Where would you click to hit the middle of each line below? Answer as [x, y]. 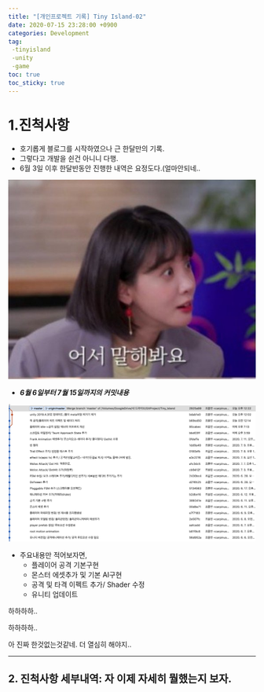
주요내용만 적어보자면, [53, 555]
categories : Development [49, 33]
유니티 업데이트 [55, 594]
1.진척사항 [39, 125]
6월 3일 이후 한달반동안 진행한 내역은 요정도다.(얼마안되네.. [110, 168]
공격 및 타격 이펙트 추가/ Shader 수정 [88, 584]
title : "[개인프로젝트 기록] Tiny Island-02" [77, 16]
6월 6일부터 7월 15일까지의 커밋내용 [74, 392]
